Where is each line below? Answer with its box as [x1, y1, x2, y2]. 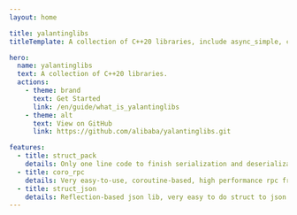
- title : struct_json [17, 184, 97, 193]
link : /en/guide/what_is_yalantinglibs [32, 103, 179, 111]
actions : [17, 78, 49, 87]
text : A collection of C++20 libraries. [17, 70, 168, 79]
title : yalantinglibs [9, 28, 89, 38]
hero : [9, 53, 29, 62]
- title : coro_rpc [17, 167, 86, 177]
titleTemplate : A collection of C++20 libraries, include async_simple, [9, 37, 283, 46]
